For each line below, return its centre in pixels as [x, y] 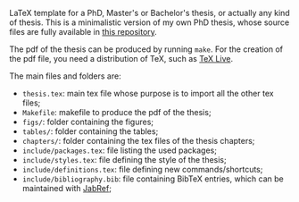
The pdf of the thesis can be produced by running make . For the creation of [146, 49]
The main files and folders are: [66, 76]
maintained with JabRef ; [66, 188]
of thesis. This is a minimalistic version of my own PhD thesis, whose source [149, 22]
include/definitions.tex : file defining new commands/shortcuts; [142, 169]
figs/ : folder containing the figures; [88, 122]
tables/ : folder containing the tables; [90, 131]
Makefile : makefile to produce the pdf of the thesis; [116, 112]
